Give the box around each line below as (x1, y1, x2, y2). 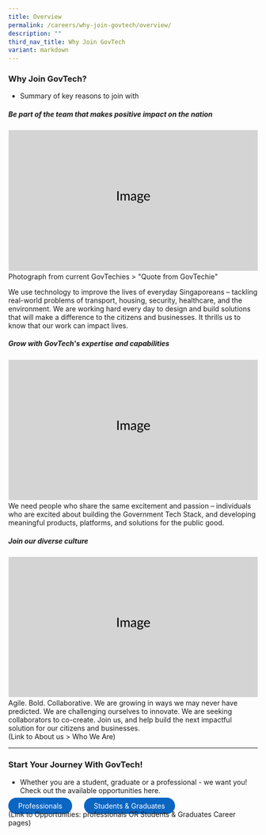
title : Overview (8, 13, 62, 21)
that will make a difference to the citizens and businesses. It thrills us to (8, 312, 241, 322)
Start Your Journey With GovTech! (8, 759, 143, 770)
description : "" (8, 29, 62, 37)
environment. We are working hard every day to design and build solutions (8, 303, 251, 313)
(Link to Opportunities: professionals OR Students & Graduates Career (8, 809, 236, 819)
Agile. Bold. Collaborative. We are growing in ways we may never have (8, 698, 238, 708)
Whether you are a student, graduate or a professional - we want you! (19, 777, 248, 787)
